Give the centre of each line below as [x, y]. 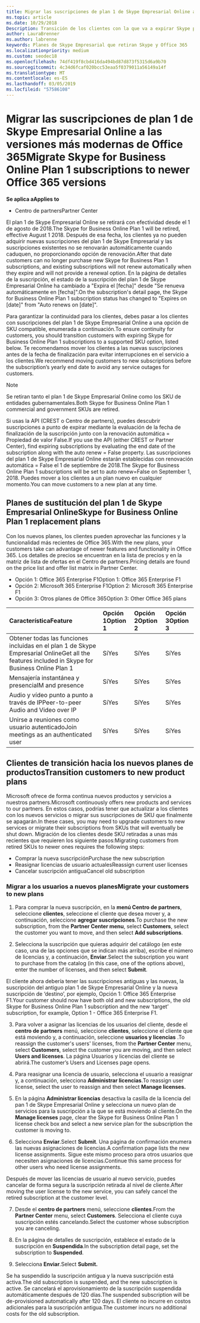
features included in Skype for [51, 661]
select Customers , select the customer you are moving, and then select [103, 1049]
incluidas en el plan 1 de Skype [53, 646]
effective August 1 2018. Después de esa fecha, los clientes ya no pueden [96, 235]
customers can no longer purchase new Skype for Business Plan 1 [87, 260]
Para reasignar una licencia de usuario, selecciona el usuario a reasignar [104, 1074]
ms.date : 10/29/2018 [32, 23]
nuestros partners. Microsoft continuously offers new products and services [99, 802]
